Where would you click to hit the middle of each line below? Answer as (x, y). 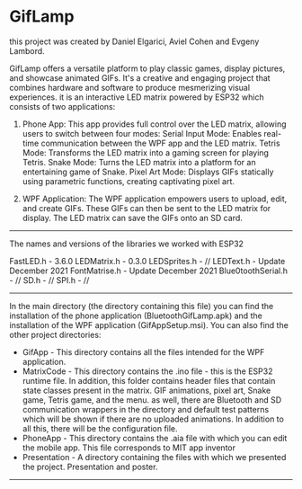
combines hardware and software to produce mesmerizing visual (129, 87)
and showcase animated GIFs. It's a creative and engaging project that (140, 77)
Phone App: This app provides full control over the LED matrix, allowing (154, 124)
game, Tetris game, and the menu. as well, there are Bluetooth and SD (152, 400)
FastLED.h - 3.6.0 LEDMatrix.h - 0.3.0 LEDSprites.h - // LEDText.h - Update (147, 261)
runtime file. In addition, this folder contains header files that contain (149, 380)
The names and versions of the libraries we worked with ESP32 (127, 244)
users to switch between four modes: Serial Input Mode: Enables (142, 133)
